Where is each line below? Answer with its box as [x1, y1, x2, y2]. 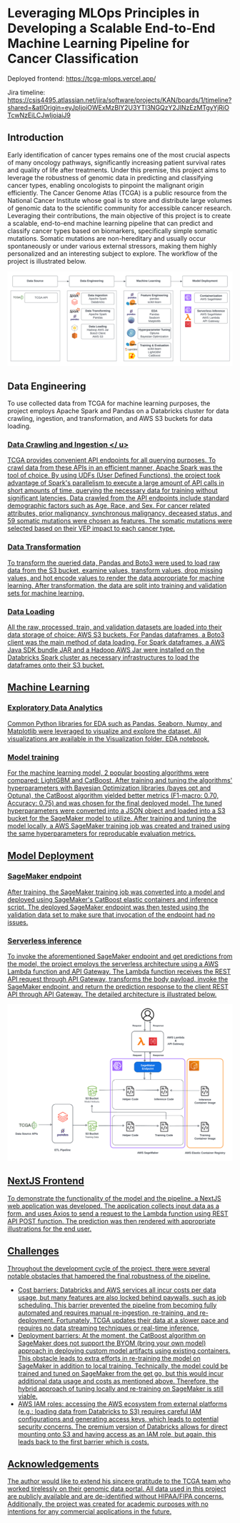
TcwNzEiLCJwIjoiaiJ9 [7, 111, 71, 119]
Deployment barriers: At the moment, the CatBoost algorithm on [17, 1331, 206, 1339]
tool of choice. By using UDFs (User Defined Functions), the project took [7, 471, 221, 480]
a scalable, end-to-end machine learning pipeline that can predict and [7, 219, 214, 227]
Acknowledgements [7, 1458, 99, 1470]
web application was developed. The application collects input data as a [7, 1201, 219, 1210]
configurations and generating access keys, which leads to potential [17, 1414, 219, 1423]
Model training [7, 752, 59, 762]
